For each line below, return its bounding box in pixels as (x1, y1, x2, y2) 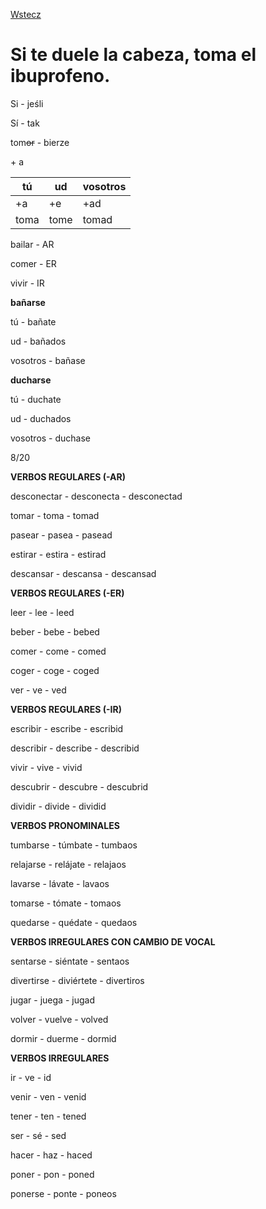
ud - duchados (10, 412, 72, 424)
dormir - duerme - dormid (10, 1032, 117, 1044)
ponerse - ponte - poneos (10, 1187, 117, 1199)
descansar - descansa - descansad (10, 567, 157, 579)
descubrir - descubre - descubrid (10, 780, 149, 793)
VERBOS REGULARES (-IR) (10, 703, 122, 715)
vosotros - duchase (10, 432, 92, 444)
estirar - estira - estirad (10, 548, 107, 560)
